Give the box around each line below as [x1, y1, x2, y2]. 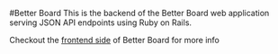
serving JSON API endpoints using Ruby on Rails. [9, 17, 192, 28]
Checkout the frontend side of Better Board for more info [9, 35, 220, 45]
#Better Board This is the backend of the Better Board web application [9, 8, 270, 18]
